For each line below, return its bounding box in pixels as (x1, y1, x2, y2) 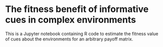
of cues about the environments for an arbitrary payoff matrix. (5, 36, 133, 42)
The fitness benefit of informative (5, 3, 149, 15)
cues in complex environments (5, 14, 136, 25)
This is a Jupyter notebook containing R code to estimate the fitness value (5, 30, 159, 36)
